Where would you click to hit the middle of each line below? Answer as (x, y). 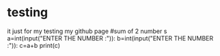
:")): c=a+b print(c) (33, 45)
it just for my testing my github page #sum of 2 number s (87, 31)
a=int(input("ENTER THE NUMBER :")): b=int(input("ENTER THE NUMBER (110, 38)
